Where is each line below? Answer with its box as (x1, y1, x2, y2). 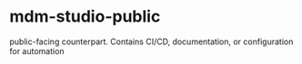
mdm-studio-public (9, 6, 161, 27)
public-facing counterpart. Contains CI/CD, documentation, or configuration (9, 36, 294, 47)
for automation (9, 45, 65, 56)
